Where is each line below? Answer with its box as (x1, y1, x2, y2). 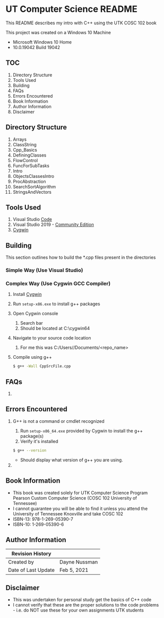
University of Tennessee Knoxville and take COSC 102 (12, 510, 123, 516)
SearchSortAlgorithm (12, 183, 56, 189)
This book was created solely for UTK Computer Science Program (12, 490, 148, 496)
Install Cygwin (12, 291, 42, 297)
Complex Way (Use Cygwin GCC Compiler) (5, 280, 111, 287)
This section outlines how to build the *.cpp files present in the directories (5, 254, 156, 261)
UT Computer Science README (5, 3, 138, 15)
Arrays (12, 136, 27, 142)
